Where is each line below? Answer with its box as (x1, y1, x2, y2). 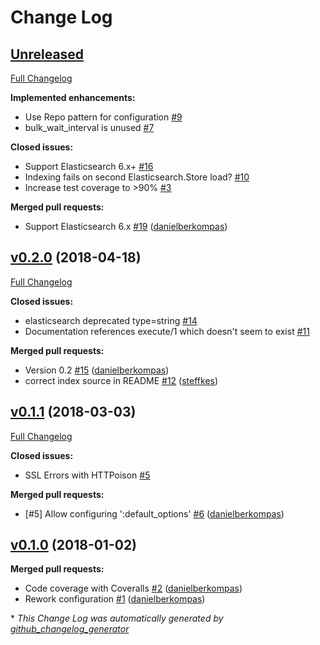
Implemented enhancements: (10, 92, 136, 103)
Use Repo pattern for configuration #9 (24, 111, 183, 123)
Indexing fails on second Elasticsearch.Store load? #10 (24, 171, 250, 183)
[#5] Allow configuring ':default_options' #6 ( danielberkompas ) (24, 507, 285, 520)
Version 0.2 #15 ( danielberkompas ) (24, 364, 170, 376)
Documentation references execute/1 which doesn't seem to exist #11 (24, 325, 310, 337)
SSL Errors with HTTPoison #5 (24, 469, 151, 481)
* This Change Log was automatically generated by (10, 612, 224, 625)
